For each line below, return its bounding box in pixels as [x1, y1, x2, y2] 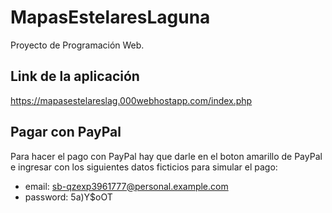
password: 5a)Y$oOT [24, 191, 113, 203]
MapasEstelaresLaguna [10, 6, 211, 29]
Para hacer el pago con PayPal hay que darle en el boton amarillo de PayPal [10, 150, 323, 162]
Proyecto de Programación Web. [10, 39, 145, 51]
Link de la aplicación [10, 68, 140, 85]
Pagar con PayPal [10, 124, 122, 141]
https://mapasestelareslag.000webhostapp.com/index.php [10, 94, 253, 106]
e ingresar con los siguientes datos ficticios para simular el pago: [10, 161, 278, 173]
